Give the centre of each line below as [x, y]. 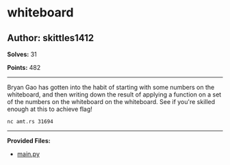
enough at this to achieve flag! [50, 109]
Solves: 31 [22, 54]
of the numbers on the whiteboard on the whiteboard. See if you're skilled [111, 102]
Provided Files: [29, 141]
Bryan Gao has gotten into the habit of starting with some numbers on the [111, 87]
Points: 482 [24, 67]
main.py [28, 154]
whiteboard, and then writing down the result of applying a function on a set [114, 94]
